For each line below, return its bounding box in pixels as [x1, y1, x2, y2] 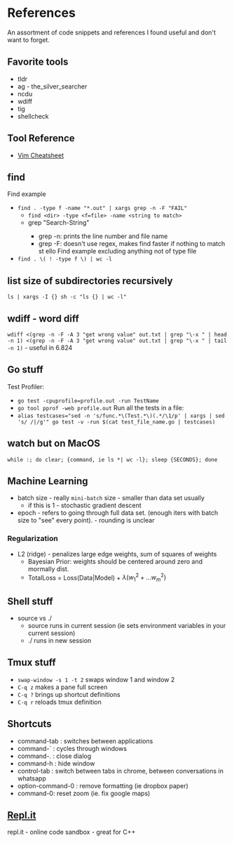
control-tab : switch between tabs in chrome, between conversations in [17, 766, 224, 775]
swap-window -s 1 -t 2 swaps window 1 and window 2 [17, 675, 175, 684]
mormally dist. [27, 564, 69, 573]
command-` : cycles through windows [17, 744, 128, 752]
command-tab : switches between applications [17, 736, 153, 745]
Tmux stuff [7, 657, 56, 669]
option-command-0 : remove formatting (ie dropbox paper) [17, 781, 189, 790]
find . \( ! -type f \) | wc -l [17, 256, 112, 263]
